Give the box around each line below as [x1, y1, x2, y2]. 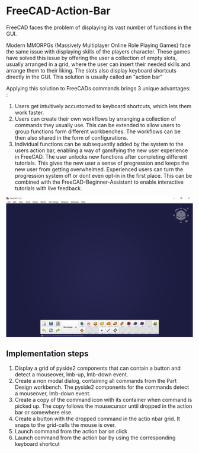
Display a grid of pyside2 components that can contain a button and [14, 364, 181, 372]
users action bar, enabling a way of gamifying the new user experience [14, 147, 188, 154]
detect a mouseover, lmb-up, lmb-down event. [14, 370, 129, 378]
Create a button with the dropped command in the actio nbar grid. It [14, 415, 181, 422]
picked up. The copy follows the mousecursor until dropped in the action [14, 402, 192, 410]
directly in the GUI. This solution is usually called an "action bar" [6, 73, 163, 80]
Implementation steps [6, 349, 89, 359]
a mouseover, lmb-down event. [14, 389, 91, 397]
